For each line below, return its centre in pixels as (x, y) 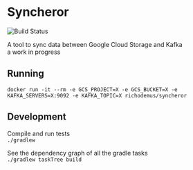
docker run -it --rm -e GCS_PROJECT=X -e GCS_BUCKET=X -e (92, 89)
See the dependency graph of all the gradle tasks (77, 153)
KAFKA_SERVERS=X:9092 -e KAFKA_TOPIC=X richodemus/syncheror (97, 95)
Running (26, 74)
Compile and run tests (39, 133)
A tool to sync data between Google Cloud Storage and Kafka (95, 44)
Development (37, 117)
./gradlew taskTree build (44, 160)
